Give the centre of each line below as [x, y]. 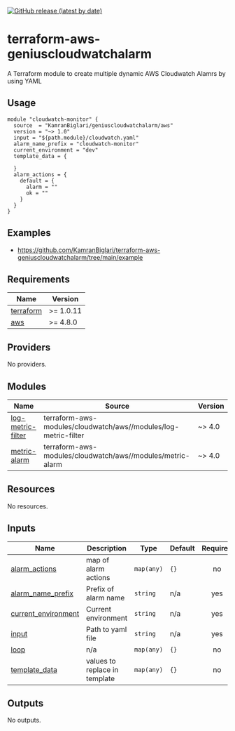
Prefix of [100, 588]
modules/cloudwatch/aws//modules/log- [112, 427]
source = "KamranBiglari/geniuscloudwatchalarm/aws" [93, 125]
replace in [102, 669]
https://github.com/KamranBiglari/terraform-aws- [89, 250]
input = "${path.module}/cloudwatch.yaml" [76, 138]
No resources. [28, 506]
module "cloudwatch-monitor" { [53, 119]
